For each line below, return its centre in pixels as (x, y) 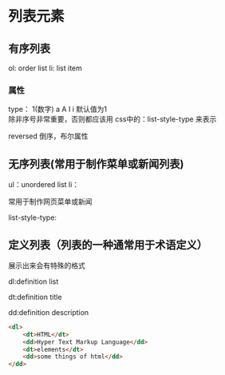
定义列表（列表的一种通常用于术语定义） (108, 245)
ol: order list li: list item (45, 68)
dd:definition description (49, 312)
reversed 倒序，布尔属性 (49, 136)
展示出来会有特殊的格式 (47, 265)
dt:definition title (35, 297)
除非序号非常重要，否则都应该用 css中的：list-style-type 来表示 (112, 119)
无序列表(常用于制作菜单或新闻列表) (96, 164)
